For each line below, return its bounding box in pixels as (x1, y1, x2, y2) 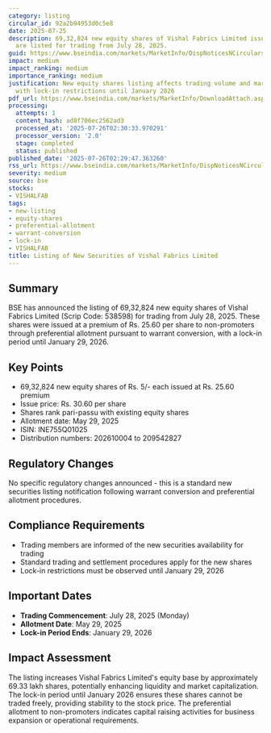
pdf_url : (8, 94, 38, 102)
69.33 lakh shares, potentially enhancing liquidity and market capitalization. (8, 681, 259, 690)
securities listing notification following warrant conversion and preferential (8, 487, 256, 497)
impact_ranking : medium (8, 65, 89, 73)
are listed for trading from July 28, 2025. (15, 42, 168, 50)
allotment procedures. (8, 495, 82, 505)
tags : (8, 199, 27, 207)
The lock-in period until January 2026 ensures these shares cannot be (8, 689, 244, 699)
